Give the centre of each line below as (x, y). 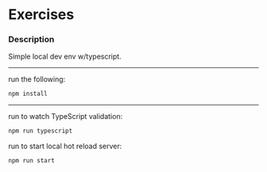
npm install (28, 94)
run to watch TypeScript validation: (66, 117)
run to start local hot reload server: (65, 146)
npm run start (32, 161)
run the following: (37, 79)
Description (31, 40)
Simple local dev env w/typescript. (65, 56)
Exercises (41, 15)
